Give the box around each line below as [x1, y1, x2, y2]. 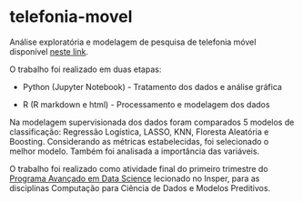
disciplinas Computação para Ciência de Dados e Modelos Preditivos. [9, 182, 271, 193]
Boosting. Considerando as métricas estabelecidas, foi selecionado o [9, 136, 269, 146]
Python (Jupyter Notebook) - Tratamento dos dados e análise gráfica [22, 81, 282, 92]
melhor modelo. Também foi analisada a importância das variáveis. [9, 146, 260, 157]
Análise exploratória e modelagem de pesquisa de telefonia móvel [9, 36, 257, 47]
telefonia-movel [9, 6, 133, 27]
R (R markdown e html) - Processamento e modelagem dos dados [22, 98, 270, 110]
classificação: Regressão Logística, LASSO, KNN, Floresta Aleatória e [9, 126, 269, 137]
